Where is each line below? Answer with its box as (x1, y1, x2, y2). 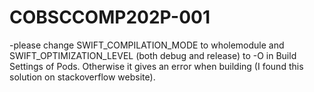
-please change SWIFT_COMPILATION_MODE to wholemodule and (9, 39, 285, 51)
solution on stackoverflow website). (9, 71, 156, 83)
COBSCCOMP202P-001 (9, 6, 211, 29)
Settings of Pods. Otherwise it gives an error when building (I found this (9, 60, 304, 72)
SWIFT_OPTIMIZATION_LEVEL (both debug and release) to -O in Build (9, 49, 297, 61)
